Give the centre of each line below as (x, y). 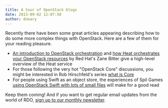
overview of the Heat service (42, 64)
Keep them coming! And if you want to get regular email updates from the (81, 95)
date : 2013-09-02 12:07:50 (33, 14)
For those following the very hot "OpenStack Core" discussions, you (83, 69)
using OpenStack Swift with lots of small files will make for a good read (86, 85)
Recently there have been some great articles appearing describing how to (82, 33)
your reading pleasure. (29, 44)
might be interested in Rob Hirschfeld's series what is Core (73, 75)
